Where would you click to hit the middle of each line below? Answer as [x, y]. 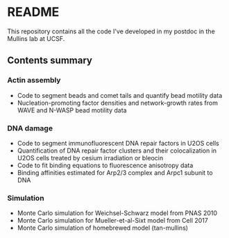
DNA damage [30, 128]
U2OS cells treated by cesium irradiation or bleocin [90, 158]
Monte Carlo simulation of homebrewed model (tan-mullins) [103, 228]
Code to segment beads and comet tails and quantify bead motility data [120, 95]
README [33, 12]
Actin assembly [34, 80]
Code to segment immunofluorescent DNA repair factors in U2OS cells [118, 143]
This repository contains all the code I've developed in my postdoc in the [111, 31]
